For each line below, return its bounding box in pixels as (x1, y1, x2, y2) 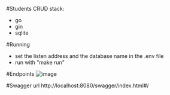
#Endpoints (6, 71, 35, 77)
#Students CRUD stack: (6, 5, 65, 12)
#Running (6, 41, 30, 48)
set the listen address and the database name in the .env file (14, 53, 164, 59)
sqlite (14, 29, 29, 36)
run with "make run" (14, 59, 65, 66)
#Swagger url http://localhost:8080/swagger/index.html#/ (6, 82, 149, 89)
